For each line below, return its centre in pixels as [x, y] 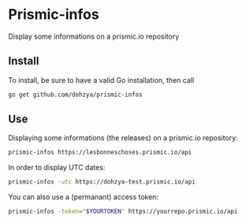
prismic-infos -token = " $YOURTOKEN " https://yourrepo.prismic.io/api [123, 212]
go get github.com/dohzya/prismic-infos [76, 95]
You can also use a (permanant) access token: [84, 197]
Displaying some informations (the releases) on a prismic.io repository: [123, 138]
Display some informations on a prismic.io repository [94, 36]
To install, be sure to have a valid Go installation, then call [101, 80]
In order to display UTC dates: [57, 168]
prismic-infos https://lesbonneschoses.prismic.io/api [100, 152]
